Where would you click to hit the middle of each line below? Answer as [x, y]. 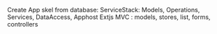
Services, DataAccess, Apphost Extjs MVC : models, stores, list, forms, [109, 17]
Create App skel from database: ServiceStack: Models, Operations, [104, 10]
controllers [23, 24]
